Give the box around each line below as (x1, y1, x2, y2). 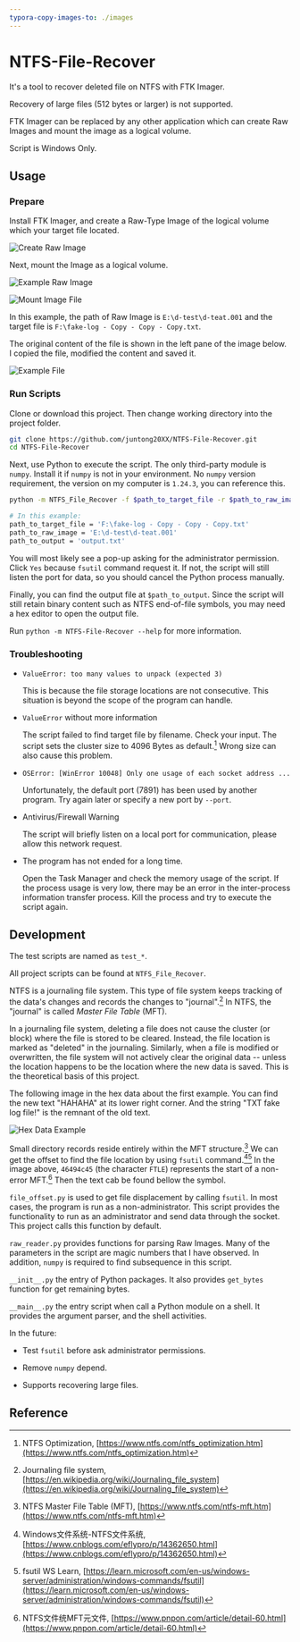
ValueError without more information (21, 712, 158, 722)
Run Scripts (9, 388, 61, 400)
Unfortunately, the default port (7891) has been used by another (21, 784, 258, 796)
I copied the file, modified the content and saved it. (9, 348, 196, 358)
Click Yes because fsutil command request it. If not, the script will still (9, 562, 270, 573)
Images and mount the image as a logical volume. (9, 125, 192, 136)
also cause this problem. (21, 750, 113, 761)
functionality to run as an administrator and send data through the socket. (9, 1211, 280, 1222)
